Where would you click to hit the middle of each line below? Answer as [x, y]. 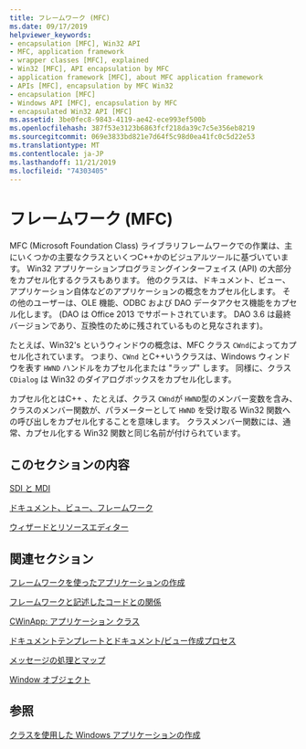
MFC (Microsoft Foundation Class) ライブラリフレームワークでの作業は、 [147, 246]
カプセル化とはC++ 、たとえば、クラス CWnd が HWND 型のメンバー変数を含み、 [153, 399]
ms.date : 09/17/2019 [49, 26]
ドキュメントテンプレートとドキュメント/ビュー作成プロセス [123, 640]
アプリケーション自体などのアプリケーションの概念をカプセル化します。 [145, 291]
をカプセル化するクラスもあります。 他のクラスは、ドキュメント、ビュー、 [150, 280]
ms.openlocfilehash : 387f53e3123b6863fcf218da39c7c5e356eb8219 [132, 129]
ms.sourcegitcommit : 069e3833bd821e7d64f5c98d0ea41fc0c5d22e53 [132, 137]
